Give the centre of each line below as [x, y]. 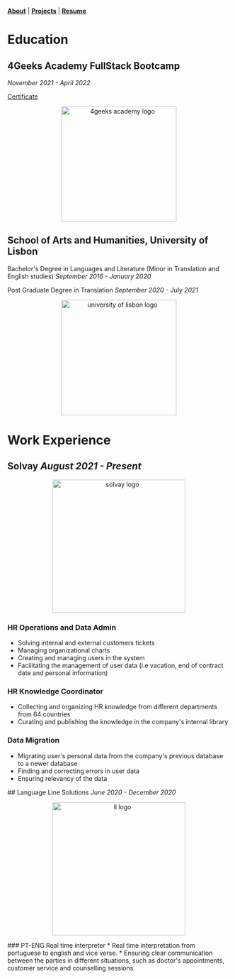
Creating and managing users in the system [81, 658]
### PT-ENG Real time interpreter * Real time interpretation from [102, 945]
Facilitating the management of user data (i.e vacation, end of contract [120, 666]
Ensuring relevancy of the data [62, 778]
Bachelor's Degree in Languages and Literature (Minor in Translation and [113, 268]
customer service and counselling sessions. [71, 968]
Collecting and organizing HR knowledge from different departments [117, 707]
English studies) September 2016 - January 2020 [79, 276]
